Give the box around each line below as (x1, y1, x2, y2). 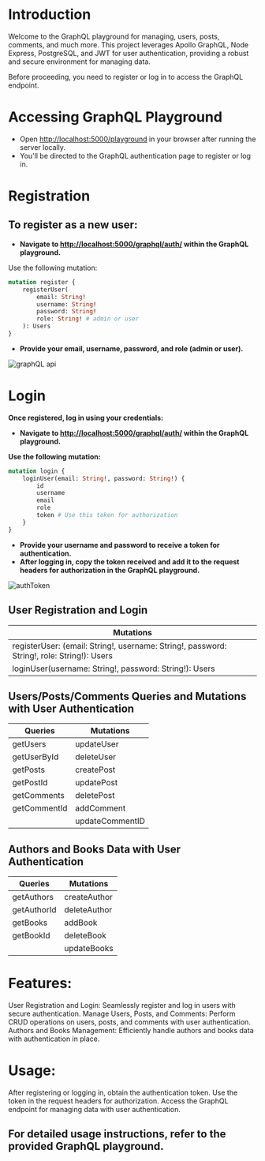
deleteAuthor (64, 904, 113, 916)
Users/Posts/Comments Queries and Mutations (8, 689, 247, 703)
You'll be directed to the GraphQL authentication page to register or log (19, 151, 251, 160)
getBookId (12, 930, 50, 941)
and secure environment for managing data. (8, 57, 151, 66)
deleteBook (64, 930, 106, 941)
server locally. (19, 142, 65, 152)
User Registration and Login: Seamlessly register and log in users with (8, 1001, 237, 1010)
